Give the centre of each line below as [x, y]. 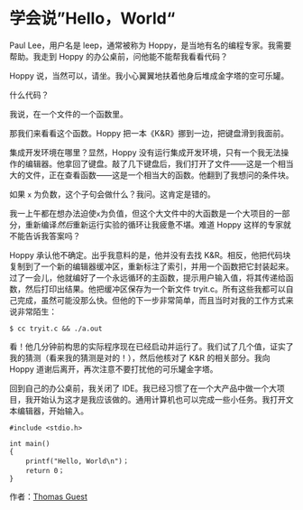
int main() [30, 443]
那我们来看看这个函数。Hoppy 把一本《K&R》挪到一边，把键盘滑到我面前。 [149, 133]
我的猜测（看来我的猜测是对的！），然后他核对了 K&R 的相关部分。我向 [140, 357]
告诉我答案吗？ [53, 236]
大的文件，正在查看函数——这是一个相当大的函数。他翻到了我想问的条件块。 [151, 175]
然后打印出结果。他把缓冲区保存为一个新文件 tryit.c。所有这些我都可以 [155, 289]
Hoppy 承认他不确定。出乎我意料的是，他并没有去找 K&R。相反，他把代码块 [150, 255]
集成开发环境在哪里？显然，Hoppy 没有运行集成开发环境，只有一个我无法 [145, 152]
